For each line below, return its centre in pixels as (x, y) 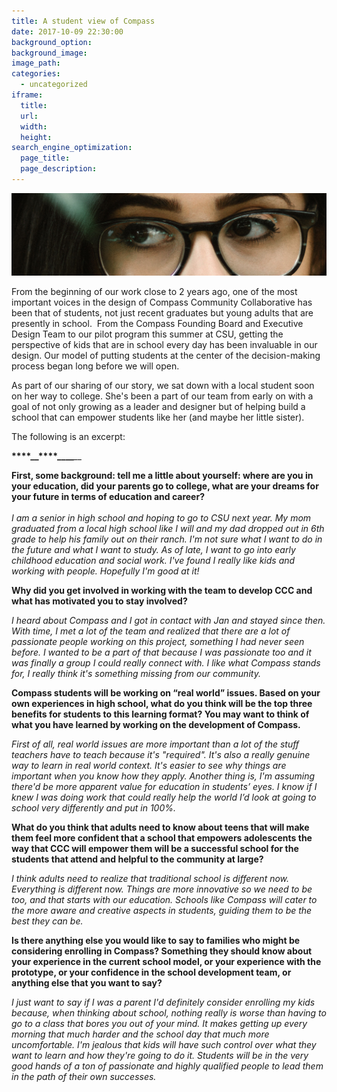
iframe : (27, 95)
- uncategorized (54, 85)
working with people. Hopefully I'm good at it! (105, 571)
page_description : (59, 169)
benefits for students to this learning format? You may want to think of (160, 714)
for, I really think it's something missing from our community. (136, 674)
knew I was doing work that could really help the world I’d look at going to (164, 797)
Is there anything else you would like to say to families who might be (156, 941)
